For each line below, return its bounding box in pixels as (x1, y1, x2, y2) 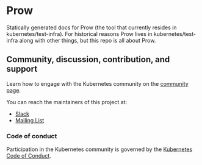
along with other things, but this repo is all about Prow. (19, 37, 156, 44)
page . (6, 86, 21, 94)
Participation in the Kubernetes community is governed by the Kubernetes (6, 146, 193, 153)
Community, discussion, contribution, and (6, 54, 170, 65)
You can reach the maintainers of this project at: (6, 98, 127, 105)
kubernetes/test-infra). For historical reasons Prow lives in (6, 30, 153, 37)
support (6, 64, 38, 74)
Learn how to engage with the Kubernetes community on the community (6, 80, 189, 87)
